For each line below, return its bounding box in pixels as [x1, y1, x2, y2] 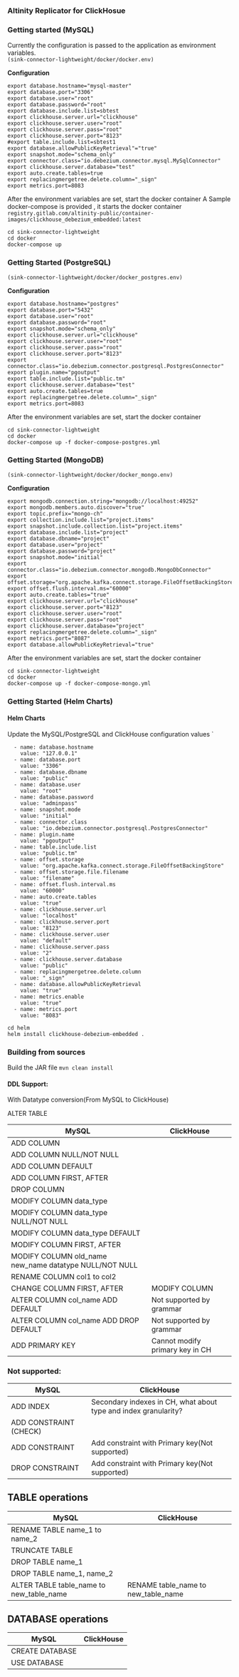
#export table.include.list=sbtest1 [7, 138, 116, 146]
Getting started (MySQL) [7, 24, 95, 34]
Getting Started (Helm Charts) [7, 696, 114, 706]
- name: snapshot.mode [14, 806, 81, 813]
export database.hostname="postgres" [7, 300, 119, 307]
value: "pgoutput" [20, 837, 75, 844]
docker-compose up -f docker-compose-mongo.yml [7, 679, 152, 687]
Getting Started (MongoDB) [7, 455, 105, 465]
